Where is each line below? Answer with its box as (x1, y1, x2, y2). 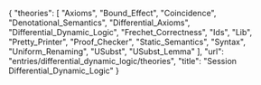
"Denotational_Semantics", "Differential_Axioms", (8, 17, 191, 28)
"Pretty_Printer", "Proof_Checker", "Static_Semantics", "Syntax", (8, 36, 246, 47)
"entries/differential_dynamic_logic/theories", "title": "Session (8, 56, 237, 66)
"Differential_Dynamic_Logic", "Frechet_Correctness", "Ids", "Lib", (8, 27, 253, 37)
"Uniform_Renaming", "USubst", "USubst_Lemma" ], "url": (8, 46, 225, 57)
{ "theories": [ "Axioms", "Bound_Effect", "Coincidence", (8, 8, 217, 18)
